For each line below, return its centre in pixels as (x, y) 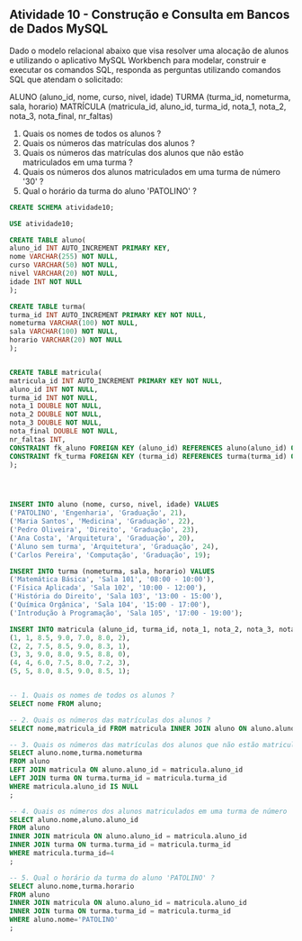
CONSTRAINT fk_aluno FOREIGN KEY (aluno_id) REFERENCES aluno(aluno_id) (148, 448)
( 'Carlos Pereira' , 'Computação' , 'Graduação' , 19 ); (110, 555)
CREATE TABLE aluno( (48, 240)
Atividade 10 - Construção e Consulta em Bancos (150, 15)
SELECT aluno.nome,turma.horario (72, 886)
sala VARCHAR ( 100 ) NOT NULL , (64, 332)
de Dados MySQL (59, 29)
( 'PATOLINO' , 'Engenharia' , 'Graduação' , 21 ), (98, 513)
